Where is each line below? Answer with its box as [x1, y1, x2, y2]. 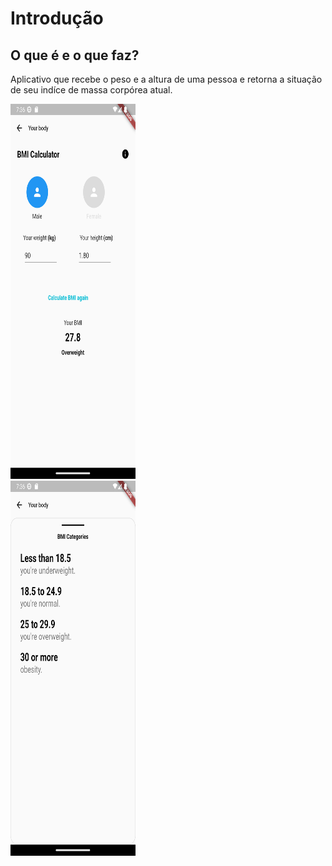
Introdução [10, 7, 104, 30]
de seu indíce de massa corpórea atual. [10, 84, 173, 96]
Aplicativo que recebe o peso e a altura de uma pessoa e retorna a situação [10, 73, 323, 85]
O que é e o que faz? [10, 47, 140, 64]
